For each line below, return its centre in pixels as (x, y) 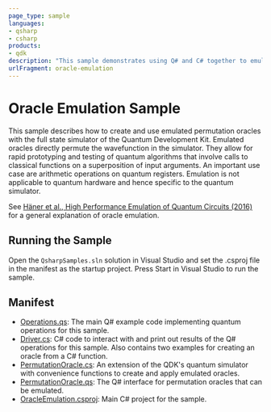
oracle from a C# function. (64, 356)
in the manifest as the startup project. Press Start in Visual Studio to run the (133, 268)
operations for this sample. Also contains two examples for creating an (138, 347)
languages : (27, 23)
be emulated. (42, 391)
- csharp (23, 38)
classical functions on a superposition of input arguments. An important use (134, 165)
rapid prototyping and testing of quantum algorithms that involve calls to (128, 156)
